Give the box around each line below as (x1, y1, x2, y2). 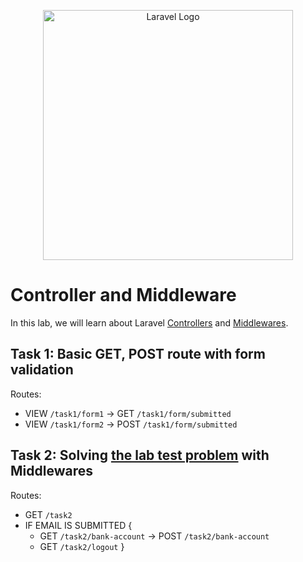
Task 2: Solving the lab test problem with (10, 447, 270, 464)
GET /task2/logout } (39, 540, 125, 552)
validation (10, 361, 74, 379)
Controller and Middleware (10, 284, 237, 307)
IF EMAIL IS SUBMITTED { (24, 519, 133, 531)
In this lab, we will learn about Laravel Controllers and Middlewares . (10, 316, 289, 329)
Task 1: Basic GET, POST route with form (10, 346, 266, 363)
